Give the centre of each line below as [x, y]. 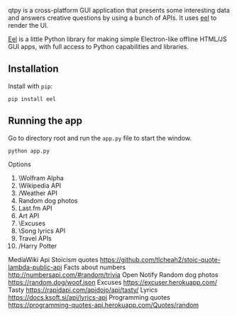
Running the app [45, 121]
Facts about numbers [95, 267]
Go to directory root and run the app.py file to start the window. [100, 138]
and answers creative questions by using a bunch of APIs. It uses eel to [112, 18]
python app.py [29, 151]
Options [20, 164]
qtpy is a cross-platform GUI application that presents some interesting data [119, 10]
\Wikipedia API [40, 185]
